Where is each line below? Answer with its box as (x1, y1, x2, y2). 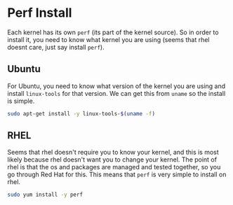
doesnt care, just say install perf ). (7, 43, 105, 51)
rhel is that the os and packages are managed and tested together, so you (7, 163, 221, 171)
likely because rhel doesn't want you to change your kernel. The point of (7, 155, 218, 164)
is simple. (7, 97, 35, 105)
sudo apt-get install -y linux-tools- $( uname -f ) (7, 110, 156, 117)
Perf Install (7, 5, 72, 21)
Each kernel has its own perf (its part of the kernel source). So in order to (7, 28, 219, 36)
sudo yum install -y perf (7, 191, 83, 199)
